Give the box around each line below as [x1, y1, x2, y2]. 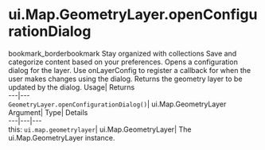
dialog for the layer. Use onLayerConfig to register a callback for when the [8, 65, 251, 75]
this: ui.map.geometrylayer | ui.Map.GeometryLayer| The [8, 125, 192, 134]
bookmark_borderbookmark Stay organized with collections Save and [8, 48, 237, 58]
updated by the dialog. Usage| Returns [8, 82, 135, 92]
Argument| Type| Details [8, 107, 88, 117]
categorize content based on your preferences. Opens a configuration [8, 57, 239, 67]
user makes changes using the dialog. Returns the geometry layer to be [8, 74, 243, 83]
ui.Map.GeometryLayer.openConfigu [8, 6, 258, 24]
